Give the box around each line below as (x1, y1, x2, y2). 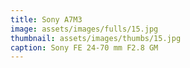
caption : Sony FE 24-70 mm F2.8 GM (10, 42, 159, 53)
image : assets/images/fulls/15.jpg (10, 24, 159, 34)
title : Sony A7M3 (10, 14, 83, 25)
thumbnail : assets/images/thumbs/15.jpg (10, 33, 182, 43)
